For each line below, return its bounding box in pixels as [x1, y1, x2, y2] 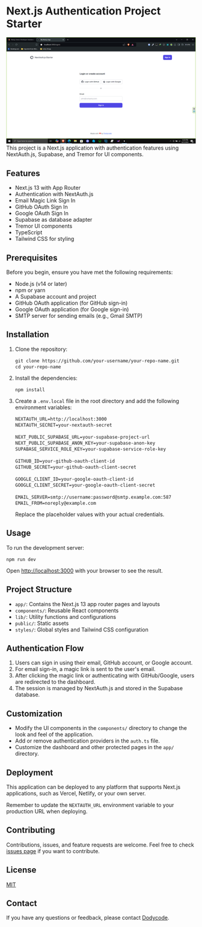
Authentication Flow [6, 643, 84, 653]
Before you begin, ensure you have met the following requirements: [6, 269, 173, 276]
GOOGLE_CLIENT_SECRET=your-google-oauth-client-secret [14, 482, 156, 488]
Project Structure [6, 585, 72, 595]
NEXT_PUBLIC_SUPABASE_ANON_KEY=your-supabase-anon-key [14, 440, 156, 446]
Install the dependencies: [14, 374, 78, 381]
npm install [14, 386, 45, 393]
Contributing [6, 825, 55, 836]
